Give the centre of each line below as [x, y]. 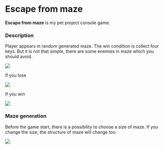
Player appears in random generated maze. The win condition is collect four [82, 46]
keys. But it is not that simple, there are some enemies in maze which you [80, 51]
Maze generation [26, 116]
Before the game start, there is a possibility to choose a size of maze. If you [82, 127]
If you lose [16, 75]
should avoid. [19, 57]
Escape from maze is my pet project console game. [58, 23]
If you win [15, 94]
